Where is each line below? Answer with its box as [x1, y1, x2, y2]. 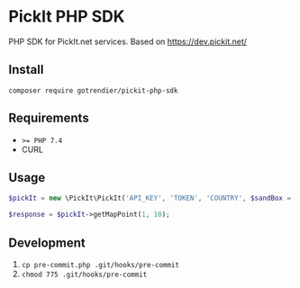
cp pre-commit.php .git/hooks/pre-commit [21, 260, 179, 269]
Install [8, 62, 44, 77]
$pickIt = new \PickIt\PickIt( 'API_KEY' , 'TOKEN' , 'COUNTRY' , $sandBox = [8, 193, 292, 203]
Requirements [8, 111, 89, 126]
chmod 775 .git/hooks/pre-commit [21, 270, 148, 279]
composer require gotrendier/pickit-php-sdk [8, 85, 178, 95]
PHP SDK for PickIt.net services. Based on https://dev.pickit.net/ [8, 36, 248, 47]
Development [8, 235, 86, 250]
